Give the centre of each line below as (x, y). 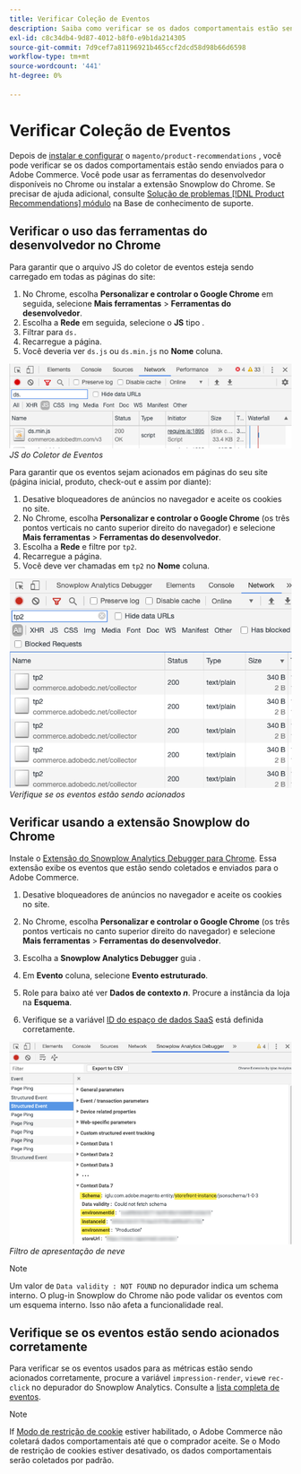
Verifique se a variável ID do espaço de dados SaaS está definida (143, 1019)
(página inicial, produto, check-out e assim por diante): (111, 482)
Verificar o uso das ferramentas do (108, 232)
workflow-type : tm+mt (50, 57)
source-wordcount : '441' (56, 66)
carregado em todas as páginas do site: (82, 276)
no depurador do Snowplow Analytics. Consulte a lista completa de (155, 1387)
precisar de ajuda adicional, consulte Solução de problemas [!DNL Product (147, 194)
